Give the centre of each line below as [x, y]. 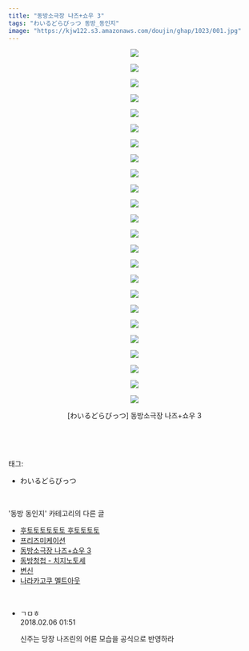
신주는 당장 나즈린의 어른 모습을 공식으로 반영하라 [97, 639]
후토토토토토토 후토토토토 [60, 531]
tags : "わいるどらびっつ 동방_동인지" [64, 23]
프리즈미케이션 [42, 541]
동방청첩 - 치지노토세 [53, 561]
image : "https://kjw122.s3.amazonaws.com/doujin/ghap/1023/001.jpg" [125, 31]
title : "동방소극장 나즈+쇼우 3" [56, 16]
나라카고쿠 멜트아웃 [50, 581]
